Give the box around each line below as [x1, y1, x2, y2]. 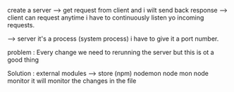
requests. [7, 21, 35, 29]
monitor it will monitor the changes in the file [7, 77, 137, 85]
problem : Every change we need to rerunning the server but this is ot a [7, 48, 214, 56]
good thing [7, 55, 39, 64]
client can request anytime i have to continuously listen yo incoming [7, 13, 204, 22]
